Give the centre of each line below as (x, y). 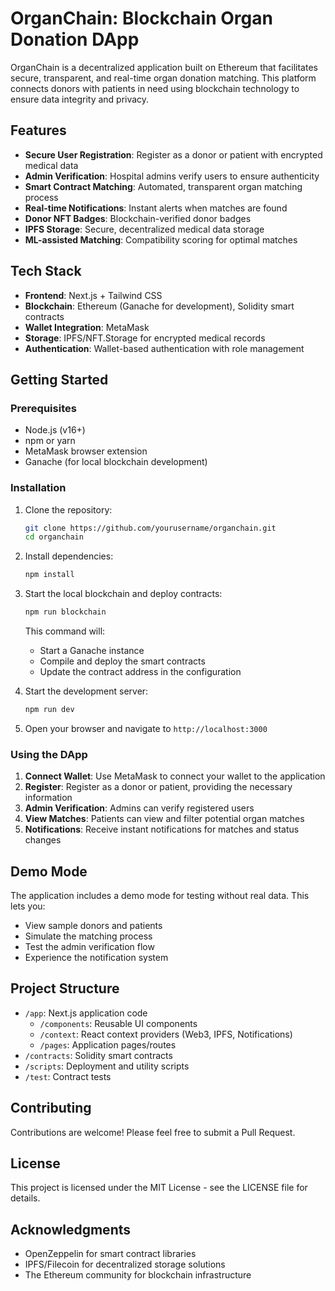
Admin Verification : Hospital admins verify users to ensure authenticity (172, 176)
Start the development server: (86, 691)
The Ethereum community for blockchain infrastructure (138, 1275)
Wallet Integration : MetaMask (87, 327)
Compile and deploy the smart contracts (122, 661)
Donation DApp (75, 39)
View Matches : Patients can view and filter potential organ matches (164, 819)
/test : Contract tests (68, 1076)
